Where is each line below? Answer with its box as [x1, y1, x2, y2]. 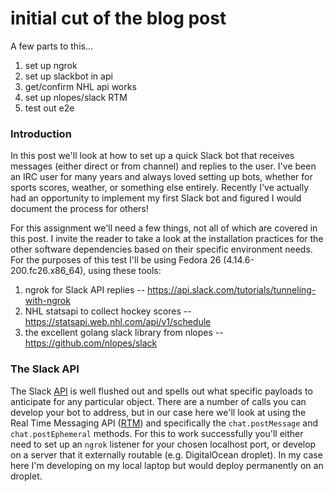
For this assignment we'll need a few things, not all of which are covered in [10, 222, 318, 234]
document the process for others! [10, 203, 149, 215]
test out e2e [24, 102, 75, 114]
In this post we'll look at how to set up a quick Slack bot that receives [10, 150, 295, 162]
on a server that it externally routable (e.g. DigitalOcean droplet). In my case [10, 448, 323, 461]
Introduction [10, 127, 72, 141]
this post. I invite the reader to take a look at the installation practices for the [10, 233, 324, 245]
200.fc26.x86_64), [10, 265, 87, 277]
